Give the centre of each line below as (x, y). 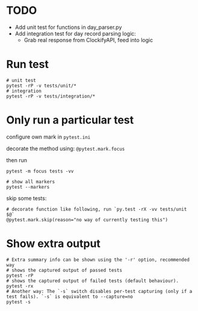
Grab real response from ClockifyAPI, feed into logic (88, 40)
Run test (28, 64)
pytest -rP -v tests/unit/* (42, 86)
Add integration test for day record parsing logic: (76, 33)
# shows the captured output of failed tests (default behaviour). (93, 281)
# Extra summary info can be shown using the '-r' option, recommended (98, 260)
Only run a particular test (70, 120)
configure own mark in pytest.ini (48, 137)
